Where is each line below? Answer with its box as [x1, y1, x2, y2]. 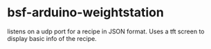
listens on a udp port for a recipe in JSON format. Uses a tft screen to [7, 27, 205, 35]
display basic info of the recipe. [7, 34, 97, 42]
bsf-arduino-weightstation [7, 5, 164, 20]
